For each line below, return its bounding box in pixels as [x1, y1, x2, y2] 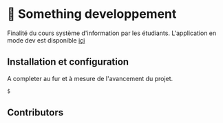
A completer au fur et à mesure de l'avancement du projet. [7, 74, 173, 82]
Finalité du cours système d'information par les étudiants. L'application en [7, 29, 217, 37]
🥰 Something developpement [7, 6, 177, 22]
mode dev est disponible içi [7, 36, 85, 44]
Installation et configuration [7, 56, 129, 68]
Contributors [7, 107, 64, 119]
